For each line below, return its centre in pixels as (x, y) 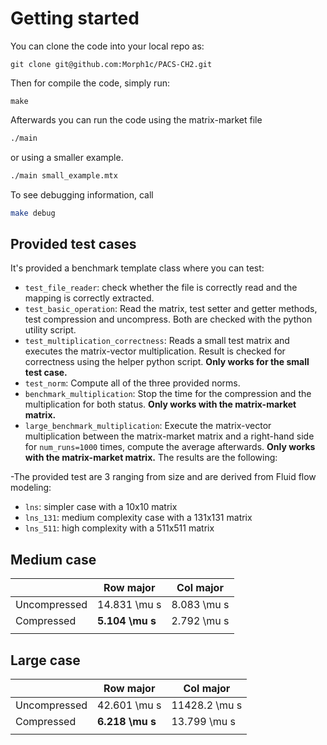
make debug (33, 213)
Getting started (75, 18)
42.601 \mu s (129, 705)
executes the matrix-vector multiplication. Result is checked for (155, 351)
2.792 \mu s (200, 621)
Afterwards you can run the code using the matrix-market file (136, 119)
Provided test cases (73, 243)
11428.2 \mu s (207, 705)
